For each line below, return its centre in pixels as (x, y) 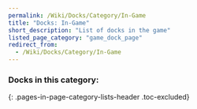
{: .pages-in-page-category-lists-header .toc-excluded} (99, 97)
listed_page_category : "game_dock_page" (76, 38)
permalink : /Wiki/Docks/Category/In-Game (77, 15)
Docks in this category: (54, 80)
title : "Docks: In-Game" (49, 23)
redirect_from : (33, 45)
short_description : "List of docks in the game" (89, 30)
